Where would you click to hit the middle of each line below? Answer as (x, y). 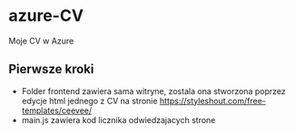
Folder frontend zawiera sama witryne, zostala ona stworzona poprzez (154, 91)
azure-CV (46, 16)
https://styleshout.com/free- (213, 100)
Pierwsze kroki (51, 69)
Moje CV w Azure (41, 41)
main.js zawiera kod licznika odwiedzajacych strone (118, 120)
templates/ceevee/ (57, 110)
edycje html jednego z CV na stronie (89, 100)
